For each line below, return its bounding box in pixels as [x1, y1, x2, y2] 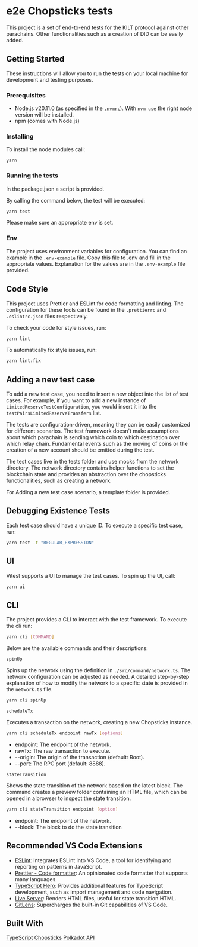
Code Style [6, 284, 48, 294]
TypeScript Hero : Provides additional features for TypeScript [14, 882, 164, 889]
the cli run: [6, 623, 33, 630]
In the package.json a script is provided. [6, 185, 105, 192]
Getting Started [6, 54, 65, 64]
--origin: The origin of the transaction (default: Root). [14, 753, 144, 761]
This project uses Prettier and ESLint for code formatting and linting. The [6, 300, 184, 307]
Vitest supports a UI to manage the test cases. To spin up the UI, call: [6, 572, 175, 579]
